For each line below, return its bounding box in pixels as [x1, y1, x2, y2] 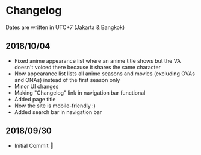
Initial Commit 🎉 [14, 142, 54, 149]
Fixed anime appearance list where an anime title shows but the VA [14, 57, 181, 64]
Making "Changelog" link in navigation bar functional [14, 89, 146, 96]
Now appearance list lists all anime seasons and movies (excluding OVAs [14, 70, 195, 77]
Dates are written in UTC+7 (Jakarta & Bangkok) [5, 24, 125, 31]
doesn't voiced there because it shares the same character [14, 63, 161, 71]
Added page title [14, 95, 56, 103]
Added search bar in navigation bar [14, 108, 102, 115]
